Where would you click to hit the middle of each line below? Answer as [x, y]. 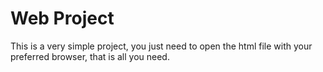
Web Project [62, 18]
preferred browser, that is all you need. [90, 56]
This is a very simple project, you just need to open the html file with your [161, 46]
